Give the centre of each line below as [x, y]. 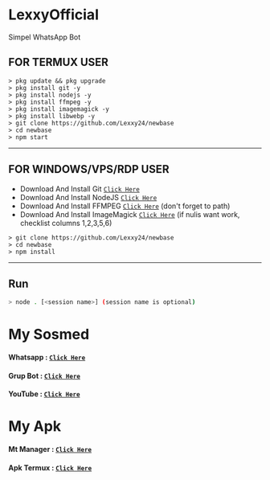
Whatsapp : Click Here [47, 357]
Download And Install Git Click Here [80, 189]
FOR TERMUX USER [58, 62]
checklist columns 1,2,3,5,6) [66, 223]
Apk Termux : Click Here [50, 467]
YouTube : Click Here [44, 394]
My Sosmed [49, 334]
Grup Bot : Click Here [44, 375]
